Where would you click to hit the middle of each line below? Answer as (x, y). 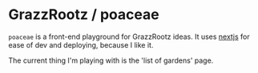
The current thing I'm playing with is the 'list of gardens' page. (111, 60)
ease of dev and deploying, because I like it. (81, 44)
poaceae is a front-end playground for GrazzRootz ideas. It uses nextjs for (129, 36)
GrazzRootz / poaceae (84, 15)
